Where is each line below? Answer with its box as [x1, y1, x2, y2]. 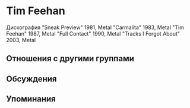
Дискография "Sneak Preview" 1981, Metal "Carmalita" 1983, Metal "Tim [6, 24, 184, 31]
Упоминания [6, 94, 56, 104]
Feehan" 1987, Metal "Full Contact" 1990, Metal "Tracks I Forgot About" [6, 30, 180, 37]
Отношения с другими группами [6, 53, 135, 63]
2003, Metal [6, 36, 36, 43]
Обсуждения [6, 74, 57, 84]
